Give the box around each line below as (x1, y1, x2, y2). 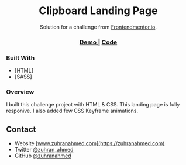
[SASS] (14, 73, 32, 80)
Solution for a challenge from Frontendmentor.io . (40, 23, 157, 30)
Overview (6, 88, 35, 96)
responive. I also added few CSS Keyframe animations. (6, 107, 139, 115)
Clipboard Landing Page (39, 4, 158, 18)
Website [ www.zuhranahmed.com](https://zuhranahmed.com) (14, 140, 165, 147)
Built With (6, 54, 35, 62)
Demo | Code (79, 38, 118, 46)
